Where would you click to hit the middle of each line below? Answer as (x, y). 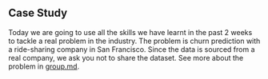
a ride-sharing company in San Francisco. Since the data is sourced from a (132, 49)
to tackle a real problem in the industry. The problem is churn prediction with (134, 41)
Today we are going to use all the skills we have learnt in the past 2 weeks (130, 32)
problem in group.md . (44, 66)
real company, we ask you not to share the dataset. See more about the (126, 57)
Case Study (38, 13)
